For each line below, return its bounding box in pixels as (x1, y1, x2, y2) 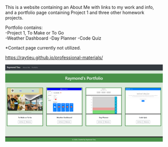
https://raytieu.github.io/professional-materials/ (5, 54, 103, 60)
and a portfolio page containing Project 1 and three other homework (5, 9, 144, 15)
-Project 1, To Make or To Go (5, 30, 64, 35)
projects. (5, 15, 23, 20)
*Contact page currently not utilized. (5, 45, 81, 50)
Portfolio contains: (5, 24, 43, 30)
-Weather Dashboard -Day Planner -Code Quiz (5, 35, 101, 41)
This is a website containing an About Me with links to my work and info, (5, 4, 154, 10)
